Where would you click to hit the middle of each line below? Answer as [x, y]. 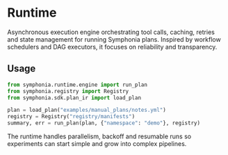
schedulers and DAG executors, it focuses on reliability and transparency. [112, 47]
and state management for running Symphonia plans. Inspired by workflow [114, 39]
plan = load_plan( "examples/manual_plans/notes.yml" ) [87, 110]
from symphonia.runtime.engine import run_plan [78, 85]
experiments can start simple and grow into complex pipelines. [97, 144]
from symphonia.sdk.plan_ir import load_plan [74, 98]
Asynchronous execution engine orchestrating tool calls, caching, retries [111, 32]
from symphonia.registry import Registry [68, 91]
